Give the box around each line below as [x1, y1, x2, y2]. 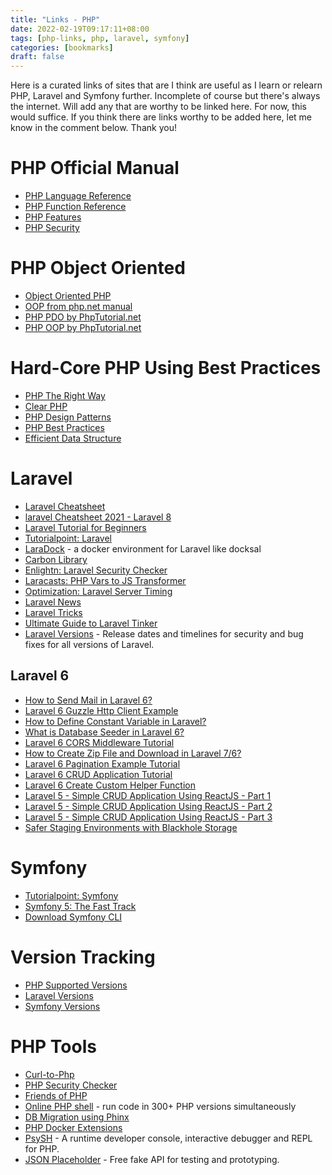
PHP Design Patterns [24, 411, 112, 423]
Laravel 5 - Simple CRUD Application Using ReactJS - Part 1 [24, 789, 272, 801]
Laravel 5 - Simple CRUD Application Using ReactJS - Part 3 [24, 811, 273, 823]
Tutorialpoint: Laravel [24, 532, 112, 544]
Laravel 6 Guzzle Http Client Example [24, 704, 179, 716]
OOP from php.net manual [24, 301, 133, 312]
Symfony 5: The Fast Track [24, 900, 137, 912]
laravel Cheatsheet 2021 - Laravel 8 [24, 511, 172, 523]
